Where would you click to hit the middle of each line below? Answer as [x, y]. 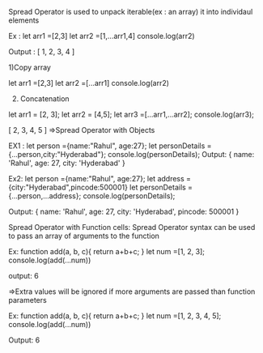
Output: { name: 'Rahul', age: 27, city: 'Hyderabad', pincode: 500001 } [124, 211]
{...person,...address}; [45, 196]
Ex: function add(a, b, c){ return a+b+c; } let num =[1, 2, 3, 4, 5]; [115, 316]
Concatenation [45, 99]
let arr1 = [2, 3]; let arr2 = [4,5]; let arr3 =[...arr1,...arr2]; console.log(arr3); [131, 114]
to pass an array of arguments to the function [84, 236]
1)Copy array [30, 67]
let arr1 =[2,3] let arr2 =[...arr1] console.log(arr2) [89, 83]
